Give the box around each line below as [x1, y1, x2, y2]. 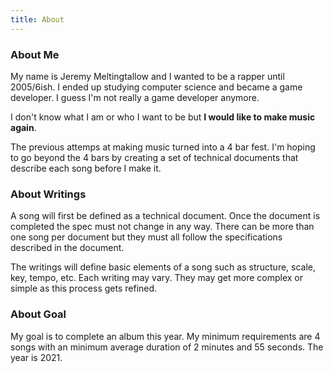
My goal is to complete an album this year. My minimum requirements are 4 [10, 330, 321, 342]
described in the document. [10, 242, 125, 254]
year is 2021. [10, 351, 63, 363]
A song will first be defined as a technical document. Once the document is [10, 210, 321, 222]
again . [10, 121, 37, 133]
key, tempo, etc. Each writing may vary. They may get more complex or [10, 272, 303, 284]
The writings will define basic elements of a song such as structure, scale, [10, 261, 317, 273]
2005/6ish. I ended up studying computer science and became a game [10, 81, 303, 93]
